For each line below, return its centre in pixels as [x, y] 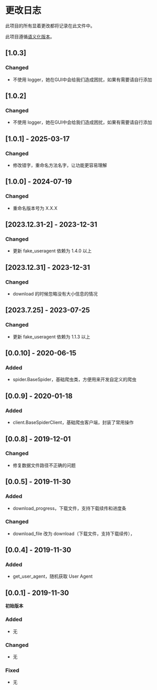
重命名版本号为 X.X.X [35, 208]
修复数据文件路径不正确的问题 [44, 465]
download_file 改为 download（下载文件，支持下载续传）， [74, 534]
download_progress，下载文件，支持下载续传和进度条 [70, 508]
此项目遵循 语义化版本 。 [30, 36]
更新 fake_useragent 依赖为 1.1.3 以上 [51, 337]
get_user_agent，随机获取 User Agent [53, 576]
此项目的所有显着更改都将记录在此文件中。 [50, 26]
